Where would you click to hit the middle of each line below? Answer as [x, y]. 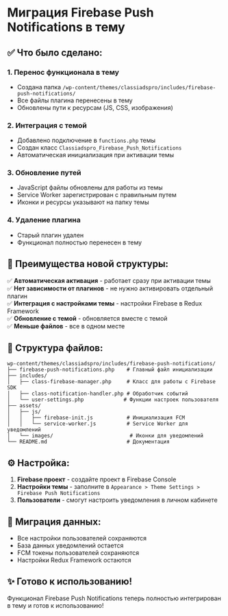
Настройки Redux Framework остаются [74, 560]
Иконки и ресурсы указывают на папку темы [83, 202]
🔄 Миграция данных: [54, 522]
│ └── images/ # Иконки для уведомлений [105, 436]
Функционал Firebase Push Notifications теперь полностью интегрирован [114, 598]
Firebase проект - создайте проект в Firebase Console [97, 479]
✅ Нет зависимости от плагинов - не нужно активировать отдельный [110, 288]
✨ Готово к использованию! [69, 582]
